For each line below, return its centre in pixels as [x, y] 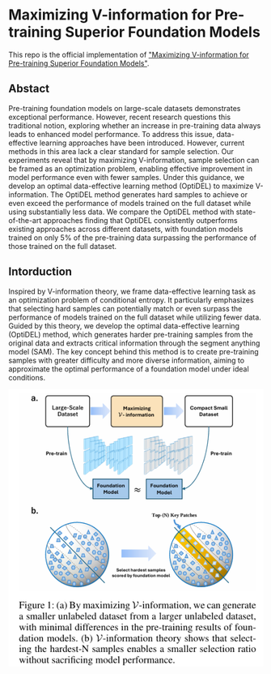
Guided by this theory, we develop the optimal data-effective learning [124, 325]
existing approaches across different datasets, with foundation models [126, 229]
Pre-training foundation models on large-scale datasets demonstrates [125, 108]
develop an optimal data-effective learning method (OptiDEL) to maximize [131, 186]
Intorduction [40, 272]
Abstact [29, 89]
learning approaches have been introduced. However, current [142, 143]
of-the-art [25, 220]
